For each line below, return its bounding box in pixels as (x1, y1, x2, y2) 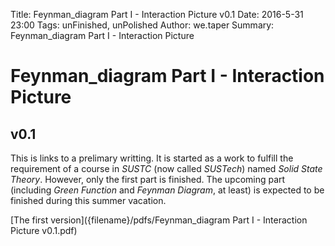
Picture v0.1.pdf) (10, 225, 78, 236)
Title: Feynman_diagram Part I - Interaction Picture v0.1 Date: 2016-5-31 (10, 9, 304, 20)
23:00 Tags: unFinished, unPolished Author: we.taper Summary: (10, 19, 275, 31)
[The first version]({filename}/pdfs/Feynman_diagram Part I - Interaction (10, 214, 308, 226)
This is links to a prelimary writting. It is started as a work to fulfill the (10, 152, 294, 164)
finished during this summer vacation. (10, 195, 167, 206)
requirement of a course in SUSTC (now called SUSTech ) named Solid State (10, 163, 323, 174)
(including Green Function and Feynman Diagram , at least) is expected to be (10, 184, 325, 196)
